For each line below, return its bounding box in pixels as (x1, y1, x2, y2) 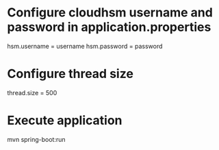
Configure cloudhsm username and (7, 5, 214, 21)
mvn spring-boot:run (7, 135, 66, 143)
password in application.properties (7, 19, 211, 35)
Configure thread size (7, 66, 133, 82)
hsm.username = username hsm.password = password (7, 42, 163, 50)
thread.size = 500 (7, 88, 57, 97)
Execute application (7, 113, 123, 128)
